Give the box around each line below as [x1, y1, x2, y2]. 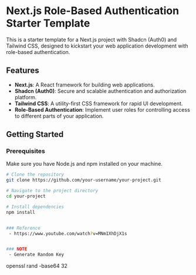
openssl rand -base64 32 [6, 263, 67, 270]
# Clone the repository [6, 172, 65, 177]
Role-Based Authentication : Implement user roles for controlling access [14, 106, 191, 113]
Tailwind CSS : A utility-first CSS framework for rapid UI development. [14, 100, 183, 107]
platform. [14, 93, 37, 100]
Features [6, 66, 39, 76]
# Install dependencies [6, 204, 65, 210]
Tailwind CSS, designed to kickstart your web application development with [6, 42, 189, 49]
